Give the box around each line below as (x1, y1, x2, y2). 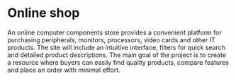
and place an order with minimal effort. (7, 66, 120, 74)
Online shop (7, 5, 80, 21)
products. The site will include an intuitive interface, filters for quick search (7, 43, 225, 51)
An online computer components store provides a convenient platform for (7, 28, 222, 37)
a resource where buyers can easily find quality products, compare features (7, 58, 229, 66)
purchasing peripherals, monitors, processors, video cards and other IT (7, 35, 216, 44)
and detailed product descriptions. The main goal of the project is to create (7, 51, 227, 59)
